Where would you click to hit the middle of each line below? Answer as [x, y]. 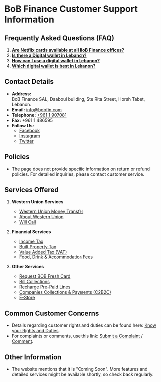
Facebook [30, 130]
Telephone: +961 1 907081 [39, 115]
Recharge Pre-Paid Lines [45, 287]
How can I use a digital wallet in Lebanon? [56, 61]
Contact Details [29, 81]
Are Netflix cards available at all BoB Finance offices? [68, 50]
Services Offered [32, 190]
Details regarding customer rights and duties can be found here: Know [84, 325]
